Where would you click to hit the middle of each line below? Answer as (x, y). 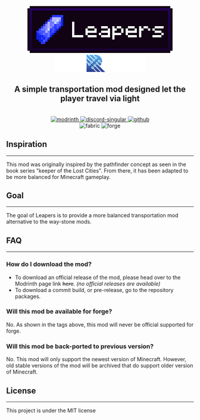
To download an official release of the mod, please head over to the (98, 277)
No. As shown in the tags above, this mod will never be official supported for (100, 324)
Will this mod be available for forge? (59, 312)
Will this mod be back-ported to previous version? (80, 346)
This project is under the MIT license (51, 410)
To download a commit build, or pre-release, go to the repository (94, 290)
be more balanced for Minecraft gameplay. (59, 177)
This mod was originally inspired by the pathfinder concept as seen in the (96, 164)
